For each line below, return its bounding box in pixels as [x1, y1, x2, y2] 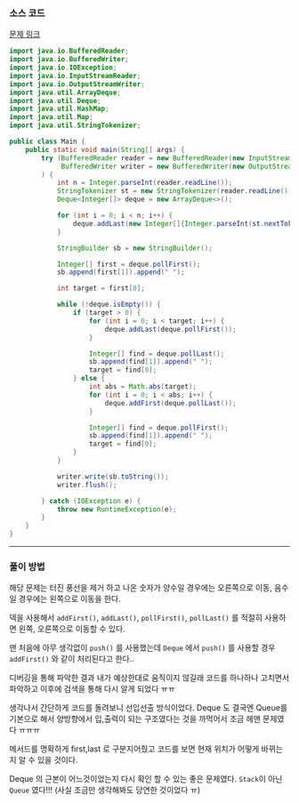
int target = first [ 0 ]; [56, 284, 145, 293]
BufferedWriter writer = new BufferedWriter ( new [61, 162, 245, 171]
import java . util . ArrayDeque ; [9, 88, 122, 97]
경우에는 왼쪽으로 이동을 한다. [18, 593, 122, 605]
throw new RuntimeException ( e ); [56, 504, 177, 514]
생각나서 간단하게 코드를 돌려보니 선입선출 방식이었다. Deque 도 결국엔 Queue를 [9, 703, 287, 713]
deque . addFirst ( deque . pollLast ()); [104, 398, 238, 407]
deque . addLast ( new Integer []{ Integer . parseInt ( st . [72, 219, 265, 228]
